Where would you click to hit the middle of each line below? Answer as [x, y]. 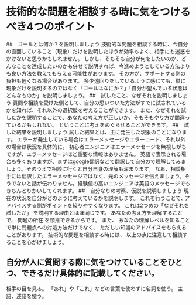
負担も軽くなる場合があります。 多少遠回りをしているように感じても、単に [96, 80]
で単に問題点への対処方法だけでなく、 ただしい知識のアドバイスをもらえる [97, 227]
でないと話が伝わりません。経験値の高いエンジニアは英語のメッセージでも [101, 183]
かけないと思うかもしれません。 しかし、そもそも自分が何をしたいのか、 [94, 59]
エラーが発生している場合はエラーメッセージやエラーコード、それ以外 [102, 139]
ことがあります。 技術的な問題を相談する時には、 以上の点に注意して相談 [94, 235]
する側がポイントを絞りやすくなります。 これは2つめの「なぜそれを [108, 205]
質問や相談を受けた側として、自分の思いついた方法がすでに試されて [94, 103]
